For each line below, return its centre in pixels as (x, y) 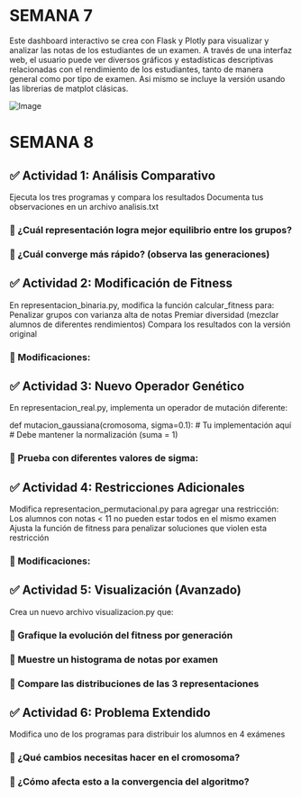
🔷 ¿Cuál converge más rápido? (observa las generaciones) (140, 254)
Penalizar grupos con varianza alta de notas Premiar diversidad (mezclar (144, 314)
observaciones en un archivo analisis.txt (84, 206)
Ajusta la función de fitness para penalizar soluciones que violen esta (138, 529)
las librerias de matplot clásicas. (69, 88)
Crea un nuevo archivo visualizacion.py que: (91, 611)
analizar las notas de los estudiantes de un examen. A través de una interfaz (151, 50)
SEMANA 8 (52, 143)
